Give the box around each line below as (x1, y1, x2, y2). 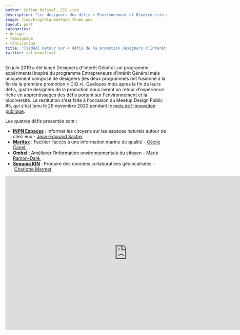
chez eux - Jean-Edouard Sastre (12, 133, 82, 139)
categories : (5, 27, 31, 32)
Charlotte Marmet (14, 166, 52, 172)
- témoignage (5, 36, 33, 41)
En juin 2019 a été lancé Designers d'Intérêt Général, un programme (5, 65, 149, 71)
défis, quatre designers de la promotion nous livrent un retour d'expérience (5, 86, 164, 92)
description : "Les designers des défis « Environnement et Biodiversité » (5, 12, 169, 17)
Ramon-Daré (12, 155, 40, 161)
